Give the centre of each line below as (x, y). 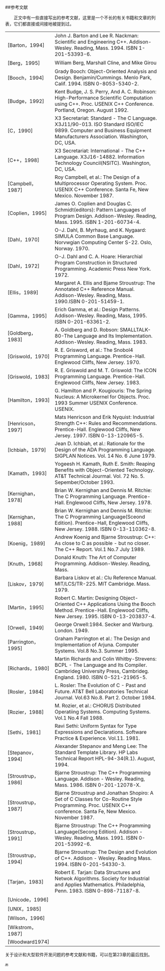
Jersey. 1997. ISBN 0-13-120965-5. (99, 436)
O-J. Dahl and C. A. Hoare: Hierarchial (99, 256)
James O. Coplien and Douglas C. (94, 204)
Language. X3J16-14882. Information (100, 157)
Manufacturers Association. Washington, (101, 137)
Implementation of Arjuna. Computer (97, 645)
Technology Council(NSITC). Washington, (103, 163)
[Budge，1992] (26, 101)
